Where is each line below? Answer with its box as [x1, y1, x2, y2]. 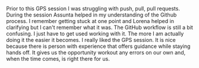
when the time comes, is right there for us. [6, 56, 110, 62]
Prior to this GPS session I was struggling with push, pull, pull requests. [6, 5, 180, 12]
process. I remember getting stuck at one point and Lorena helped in [6, 18, 174, 24]
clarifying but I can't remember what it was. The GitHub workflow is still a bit [6, 24, 193, 31]
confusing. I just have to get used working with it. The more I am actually [6, 30, 184, 37]
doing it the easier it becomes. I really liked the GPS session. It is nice [6, 37, 176, 43]
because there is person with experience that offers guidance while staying [6, 43, 191, 50]
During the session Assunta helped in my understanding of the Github [6, 11, 177, 18]
